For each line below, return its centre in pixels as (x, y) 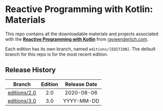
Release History (31, 70)
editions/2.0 (22, 92)
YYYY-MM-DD (81, 100)
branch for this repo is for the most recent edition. (57, 54)
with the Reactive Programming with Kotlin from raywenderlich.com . (77, 39)
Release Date (81, 84)
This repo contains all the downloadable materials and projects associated (82, 34)
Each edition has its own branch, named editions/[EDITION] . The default (80, 49)
